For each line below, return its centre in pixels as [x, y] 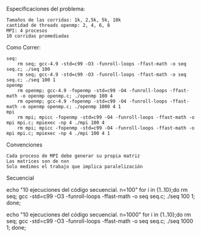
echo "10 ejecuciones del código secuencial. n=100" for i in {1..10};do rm [97, 190]
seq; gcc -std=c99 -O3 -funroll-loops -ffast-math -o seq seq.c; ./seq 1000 [100, 221]
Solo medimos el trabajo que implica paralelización [75, 167]
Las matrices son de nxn [38, 161]
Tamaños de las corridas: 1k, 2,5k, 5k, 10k [64, 20]
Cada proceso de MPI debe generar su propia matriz [73, 156]
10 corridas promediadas [38, 36]
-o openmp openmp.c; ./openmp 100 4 [66, 96]
